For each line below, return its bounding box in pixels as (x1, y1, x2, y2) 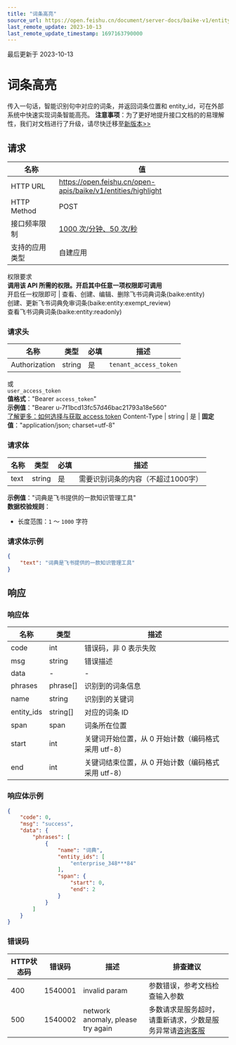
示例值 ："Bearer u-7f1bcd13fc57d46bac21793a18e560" (7, 404, 167, 412)
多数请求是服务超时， (148, 1004, 219, 1014)
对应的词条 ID (84, 707, 129, 717)
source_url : (7, 17, 42, 24)
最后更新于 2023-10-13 (7, 50, 74, 58)
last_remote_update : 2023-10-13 (7, 23, 102, 30)
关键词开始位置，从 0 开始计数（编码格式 (84, 734, 220, 744)
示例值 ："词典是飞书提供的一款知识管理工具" (7, 493, 137, 501)
